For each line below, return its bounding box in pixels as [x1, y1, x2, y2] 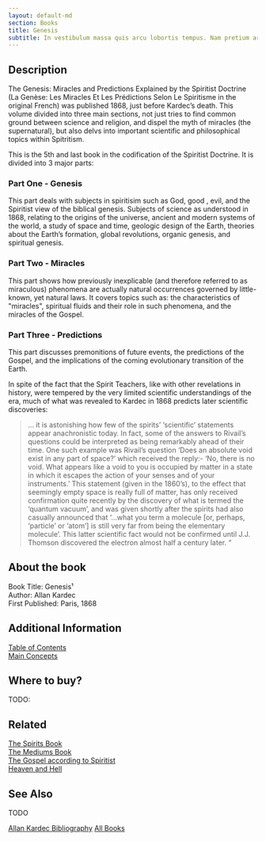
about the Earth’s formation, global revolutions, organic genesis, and [8, 230, 231, 239]
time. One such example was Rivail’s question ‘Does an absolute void [27, 445, 253, 455]
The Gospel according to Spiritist [8, 755, 116, 765]
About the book [8, 561, 87, 574]
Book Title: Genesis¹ [8, 581, 74, 591]
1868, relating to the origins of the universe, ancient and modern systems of [8, 213, 256, 223]
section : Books [8, 19, 59, 27]
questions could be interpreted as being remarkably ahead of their [27, 436, 245, 446]
